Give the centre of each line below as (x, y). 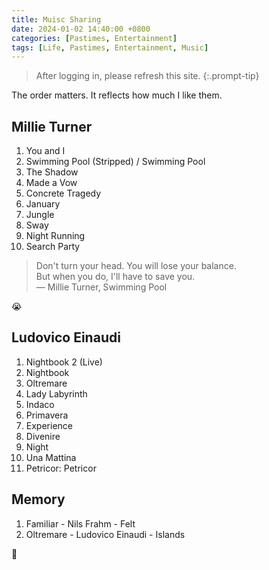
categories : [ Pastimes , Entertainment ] (94, 38)
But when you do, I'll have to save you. (115, 277)
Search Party (53, 247)
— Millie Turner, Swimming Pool (101, 287)
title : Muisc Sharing (56, 19)
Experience (49, 425)
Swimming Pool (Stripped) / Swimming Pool (115, 162)
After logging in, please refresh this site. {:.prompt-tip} (147, 76)
